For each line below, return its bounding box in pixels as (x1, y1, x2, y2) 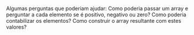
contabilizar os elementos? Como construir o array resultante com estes (6, 17, 182, 24)
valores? (6, 23, 27, 30)
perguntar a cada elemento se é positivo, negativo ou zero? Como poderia (6, 11, 187, 18)
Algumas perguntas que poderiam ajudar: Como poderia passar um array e (6, 5, 189, 12)
